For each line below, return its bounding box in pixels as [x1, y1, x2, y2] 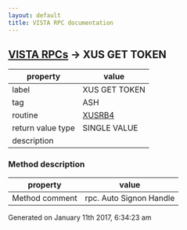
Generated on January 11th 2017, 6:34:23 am [8, 213, 152, 222]
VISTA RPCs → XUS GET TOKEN [8, 48, 167, 61]
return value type [12, 122, 76, 133]
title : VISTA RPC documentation [8, 19, 113, 27]
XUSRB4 [82, 110, 115, 121]
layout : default [8, 11, 61, 20]
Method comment [12, 192, 77, 203]
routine [12, 110, 38, 121]
